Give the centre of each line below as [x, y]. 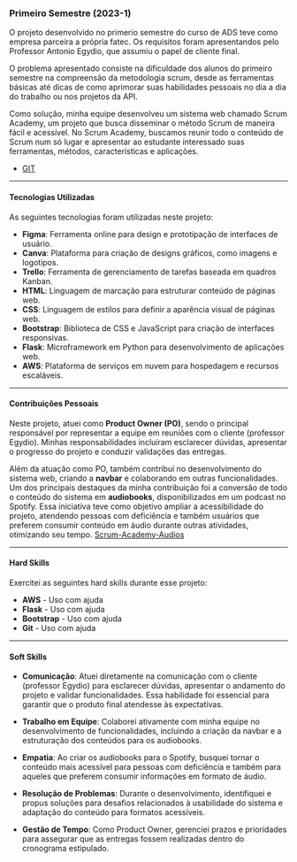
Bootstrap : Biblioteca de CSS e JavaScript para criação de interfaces [148, 328]
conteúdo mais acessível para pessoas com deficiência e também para [151, 767]
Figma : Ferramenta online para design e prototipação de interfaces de [150, 234]
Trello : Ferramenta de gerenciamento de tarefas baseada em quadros [149, 272]
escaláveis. [42, 375]
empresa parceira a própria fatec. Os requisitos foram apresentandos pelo [144, 42]
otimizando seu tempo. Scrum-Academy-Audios [97, 535]
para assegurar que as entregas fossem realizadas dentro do [133, 839]
